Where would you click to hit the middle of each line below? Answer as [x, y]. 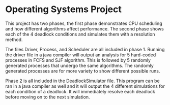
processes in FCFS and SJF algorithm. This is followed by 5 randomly [78, 60]
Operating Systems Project [64, 9]
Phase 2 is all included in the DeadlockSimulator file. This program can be [82, 81]
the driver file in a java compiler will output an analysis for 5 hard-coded [81, 55]
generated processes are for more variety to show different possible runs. [83, 71]
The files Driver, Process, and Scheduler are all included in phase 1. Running [85, 49]
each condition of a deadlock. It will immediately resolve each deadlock [80, 91]
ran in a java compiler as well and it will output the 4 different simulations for [85, 86]
